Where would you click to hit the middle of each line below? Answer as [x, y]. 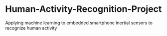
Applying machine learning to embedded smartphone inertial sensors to [79, 23]
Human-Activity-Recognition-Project [83, 9]
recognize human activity [31, 28]
